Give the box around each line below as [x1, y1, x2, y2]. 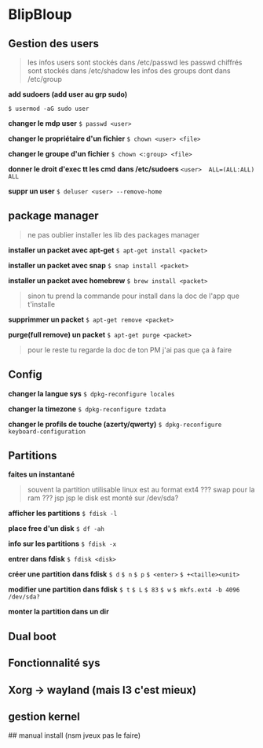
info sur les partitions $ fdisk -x [8, 539, 117, 548]
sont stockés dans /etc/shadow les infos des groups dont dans [27, 66, 231, 76]
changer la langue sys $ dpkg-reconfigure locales [8, 389, 175, 398]
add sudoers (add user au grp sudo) [8, 90, 128, 99]
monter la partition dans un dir [8, 607, 110, 617]
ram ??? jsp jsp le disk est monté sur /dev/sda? [27, 493, 179, 503]
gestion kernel [8, 710, 81, 723]
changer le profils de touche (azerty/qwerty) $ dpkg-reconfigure [8, 419, 222, 429]
